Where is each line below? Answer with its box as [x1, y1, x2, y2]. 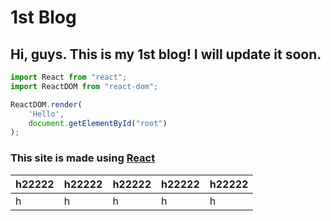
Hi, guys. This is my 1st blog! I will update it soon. [10, 46, 322, 63]
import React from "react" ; [10, 72, 128, 82]
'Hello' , [28, 109, 65, 119]
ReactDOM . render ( [10, 99, 83, 110]
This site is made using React [10, 151, 156, 165]
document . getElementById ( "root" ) [28, 118, 168, 128]
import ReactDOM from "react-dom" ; [10, 81, 159, 91]
